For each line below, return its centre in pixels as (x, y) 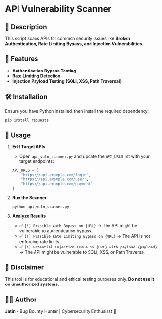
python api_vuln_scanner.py (40, 207)
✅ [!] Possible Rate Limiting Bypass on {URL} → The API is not (85, 236)
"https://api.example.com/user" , (55, 179)
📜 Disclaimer (25, 267)
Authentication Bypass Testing (44, 71)
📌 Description (26, 27)
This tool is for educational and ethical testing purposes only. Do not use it (80, 279)
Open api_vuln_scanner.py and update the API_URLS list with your (84, 156)
